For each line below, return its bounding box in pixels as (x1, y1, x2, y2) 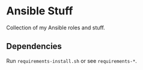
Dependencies (6, 41, 62, 51)
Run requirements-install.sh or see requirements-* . (6, 57, 137, 64)
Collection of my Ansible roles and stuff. (6, 24, 105, 31)
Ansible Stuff (6, 4, 73, 18)
